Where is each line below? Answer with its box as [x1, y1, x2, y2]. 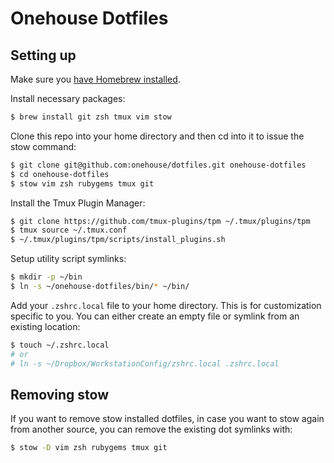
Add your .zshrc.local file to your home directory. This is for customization [10, 299, 322, 311]
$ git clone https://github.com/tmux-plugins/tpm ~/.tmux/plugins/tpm [10, 216, 311, 226]
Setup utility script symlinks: [10, 253, 127, 265]
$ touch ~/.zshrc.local [10, 340, 110, 350]
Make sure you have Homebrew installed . [10, 73, 181, 85]
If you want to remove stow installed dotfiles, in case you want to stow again [10, 413, 325, 425]
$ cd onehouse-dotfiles [10, 169, 110, 179]
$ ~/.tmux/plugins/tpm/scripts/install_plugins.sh [10, 235, 226, 245]
